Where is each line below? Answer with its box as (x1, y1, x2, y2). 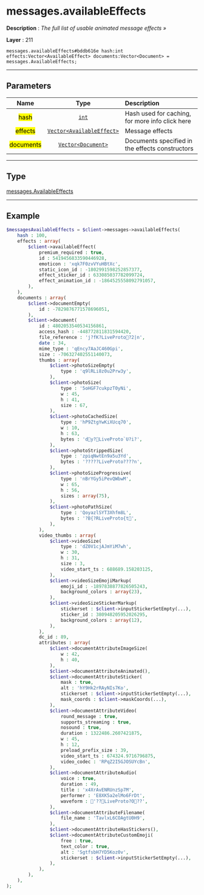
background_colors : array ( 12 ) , (60, 617, 143, 623)
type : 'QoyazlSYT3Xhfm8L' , (60, 510, 132, 516)
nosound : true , (60, 725, 102, 731)
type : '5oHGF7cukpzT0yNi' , (60, 385, 132, 391)
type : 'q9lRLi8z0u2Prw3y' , (60, 368, 132, 375)
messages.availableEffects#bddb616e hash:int (6, 47, 123, 54)
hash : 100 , (17, 232, 47, 239)
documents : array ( (17, 294, 67, 301)
